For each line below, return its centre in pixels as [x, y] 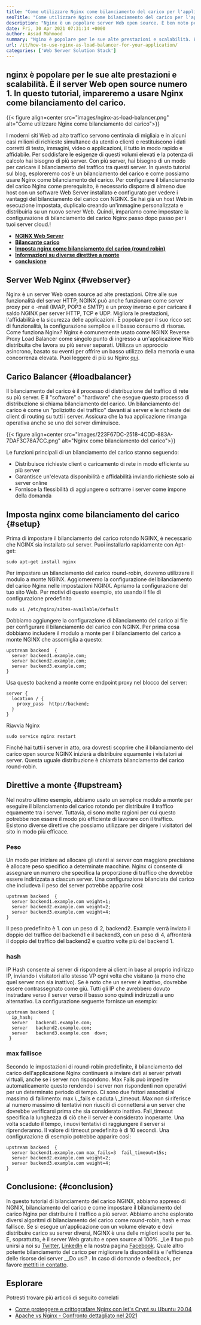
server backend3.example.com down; [60, 1033]
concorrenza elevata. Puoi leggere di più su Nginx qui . [73, 358]
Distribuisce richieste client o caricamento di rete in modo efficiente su [102, 464]
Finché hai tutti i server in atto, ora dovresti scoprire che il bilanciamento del [100, 747]
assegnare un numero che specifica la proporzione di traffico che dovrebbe [99, 873]
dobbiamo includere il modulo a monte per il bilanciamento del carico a [94, 633]
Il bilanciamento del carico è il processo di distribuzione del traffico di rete [97, 391]
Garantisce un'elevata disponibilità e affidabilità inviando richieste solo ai [104, 477]
